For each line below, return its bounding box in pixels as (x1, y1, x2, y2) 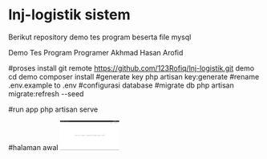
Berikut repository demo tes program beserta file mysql (8, 32, 192, 42)
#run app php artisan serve (8, 104, 99, 114)
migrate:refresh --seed (8, 88, 84, 98)
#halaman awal (8, 142, 59, 152)
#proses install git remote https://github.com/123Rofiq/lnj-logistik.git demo (8, 63, 255, 73)
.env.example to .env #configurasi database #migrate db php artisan (8, 80, 234, 90)
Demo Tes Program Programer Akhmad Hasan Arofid (8, 47, 184, 57)
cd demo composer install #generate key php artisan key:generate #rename (8, 71, 260, 81)
